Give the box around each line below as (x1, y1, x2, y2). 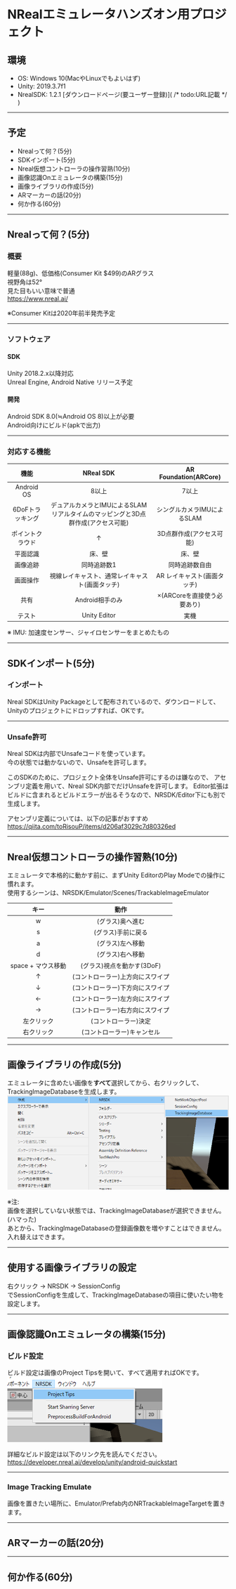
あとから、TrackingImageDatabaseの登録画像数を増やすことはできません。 (7, 1224, 226, 1232)
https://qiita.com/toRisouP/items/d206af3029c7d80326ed (7, 823, 176, 831)
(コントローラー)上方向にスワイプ (72, 972, 170, 981)
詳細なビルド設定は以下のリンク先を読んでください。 (7, 1450, 162, 1458)
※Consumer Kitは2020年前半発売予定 (7, 308, 116, 317)
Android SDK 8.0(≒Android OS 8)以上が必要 (7, 412, 135, 420)
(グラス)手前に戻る (93, 928, 148, 936)
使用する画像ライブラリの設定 (7, 1262, 137, 1274)
